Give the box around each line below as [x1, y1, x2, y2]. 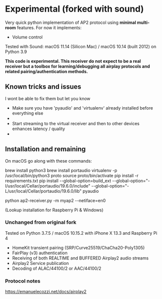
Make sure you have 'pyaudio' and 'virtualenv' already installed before [12, 105, 153, 111]
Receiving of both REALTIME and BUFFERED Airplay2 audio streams [12, 255, 149, 261]
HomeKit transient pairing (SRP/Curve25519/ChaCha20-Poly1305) [12, 244, 145, 250]
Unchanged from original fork [5, 219, 77, 226]
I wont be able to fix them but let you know [5, 95, 91, 101]
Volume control [12, 34, 43, 40]
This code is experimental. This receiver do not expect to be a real [5, 58, 141, 64]
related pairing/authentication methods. [5, 68, 89, 74]
